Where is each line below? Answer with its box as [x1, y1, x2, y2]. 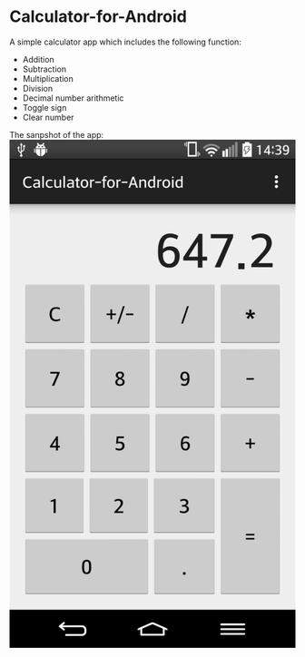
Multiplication [22, 73, 74, 83]
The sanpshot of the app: [9, 129, 104, 140]
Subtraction [22, 64, 66, 74]
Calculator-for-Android [9, 6, 188, 27]
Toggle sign [22, 102, 67, 113]
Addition [22, 54, 54, 64]
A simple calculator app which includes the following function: [9, 36, 242, 47]
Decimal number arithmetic [22, 93, 124, 103]
